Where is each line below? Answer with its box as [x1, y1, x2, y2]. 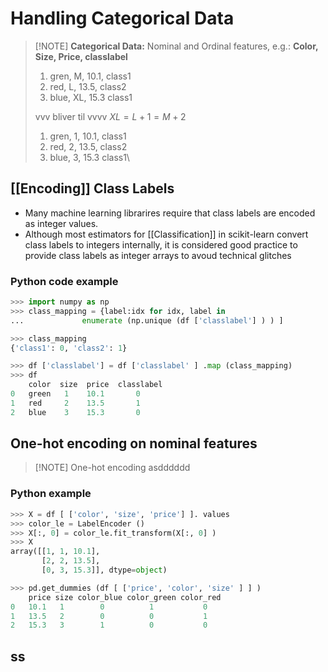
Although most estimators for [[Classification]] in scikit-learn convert [24, 228, 309, 240]
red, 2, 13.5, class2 [49, 140, 128, 152]
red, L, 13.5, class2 [49, 80, 127, 92]
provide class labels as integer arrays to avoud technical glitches [24, 249, 292, 261]
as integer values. [24, 217, 99, 229]
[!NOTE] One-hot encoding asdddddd [34, 462, 191, 474]
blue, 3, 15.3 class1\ [49, 151, 130, 163]
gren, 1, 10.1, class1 [49, 130, 127, 142]
